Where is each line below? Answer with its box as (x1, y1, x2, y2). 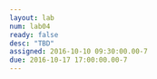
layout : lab (9, 13, 54, 23)
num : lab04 (9, 22, 51, 31)
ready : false (9, 30, 59, 39)
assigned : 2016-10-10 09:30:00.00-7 (9, 47, 148, 56)
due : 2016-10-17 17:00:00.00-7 (9, 55, 128, 64)
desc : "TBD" (9, 38, 54, 48)
